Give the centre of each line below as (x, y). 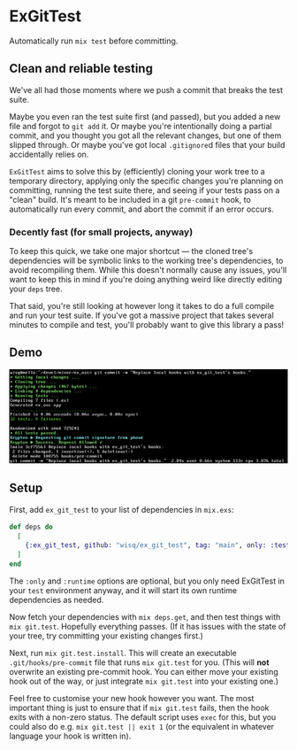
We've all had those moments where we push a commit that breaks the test (146, 89)
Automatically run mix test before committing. (94, 41)
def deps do (31, 527)
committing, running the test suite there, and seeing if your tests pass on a (145, 190)
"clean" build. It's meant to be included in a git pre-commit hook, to (130, 199)
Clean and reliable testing (81, 69)
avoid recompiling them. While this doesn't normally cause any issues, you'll (148, 270)
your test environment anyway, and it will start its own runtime (123, 591)
